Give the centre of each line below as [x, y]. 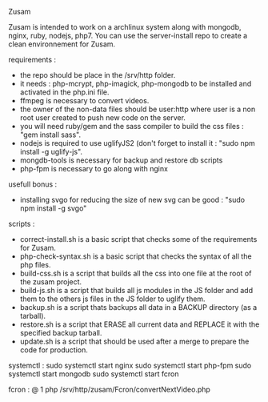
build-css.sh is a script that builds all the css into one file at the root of [136, 273]
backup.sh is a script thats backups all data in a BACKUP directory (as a [138, 307]
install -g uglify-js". [51, 152]
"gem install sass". [50, 135]
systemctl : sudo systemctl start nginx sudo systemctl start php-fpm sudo [130, 365]
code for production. [54, 350]
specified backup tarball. [61, 333]
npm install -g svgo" [53, 208]
